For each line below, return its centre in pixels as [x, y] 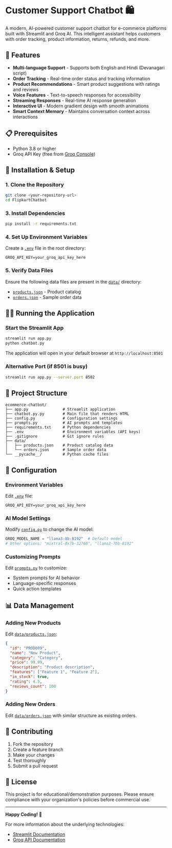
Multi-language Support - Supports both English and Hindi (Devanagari [89, 67]
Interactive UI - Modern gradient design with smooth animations [81, 106]
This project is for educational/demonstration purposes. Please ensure [80, 794]
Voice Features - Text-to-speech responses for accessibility [77, 95]
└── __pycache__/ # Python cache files [57, 455]
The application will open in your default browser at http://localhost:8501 [84, 353]
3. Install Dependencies [35, 213]
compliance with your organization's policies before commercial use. [78, 800]
